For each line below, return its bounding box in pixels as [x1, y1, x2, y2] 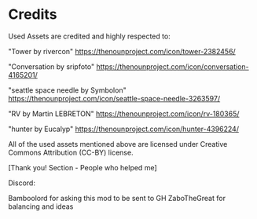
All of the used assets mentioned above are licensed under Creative [8, 139, 228, 148]
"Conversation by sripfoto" [8, 61, 95, 71]
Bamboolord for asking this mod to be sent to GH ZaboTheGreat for [8, 193, 226, 203]
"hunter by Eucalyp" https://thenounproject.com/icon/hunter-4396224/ [8, 124, 240, 133]
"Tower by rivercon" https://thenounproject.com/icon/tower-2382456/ [8, 46, 236, 56]
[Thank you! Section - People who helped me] [8, 162, 157, 172]
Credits [8, 5, 57, 24]
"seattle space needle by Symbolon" [8, 85, 127, 95]
